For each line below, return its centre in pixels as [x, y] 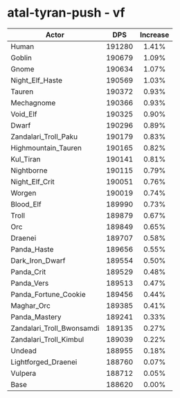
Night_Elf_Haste [37, 80]
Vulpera [24, 373]
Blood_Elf [26, 204]
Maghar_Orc [30, 305]
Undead [24, 350]
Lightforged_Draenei [44, 362]
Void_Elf [24, 114]
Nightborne [29, 170]
